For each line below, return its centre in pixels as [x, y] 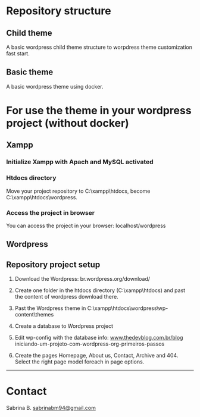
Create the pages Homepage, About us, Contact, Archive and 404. [96, 356]
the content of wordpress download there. [67, 297]
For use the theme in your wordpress [99, 111]
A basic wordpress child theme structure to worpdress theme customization [99, 47]
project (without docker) [68, 123]
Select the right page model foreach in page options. [79, 362]
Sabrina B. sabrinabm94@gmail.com [51, 408]
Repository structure [59, 11]
